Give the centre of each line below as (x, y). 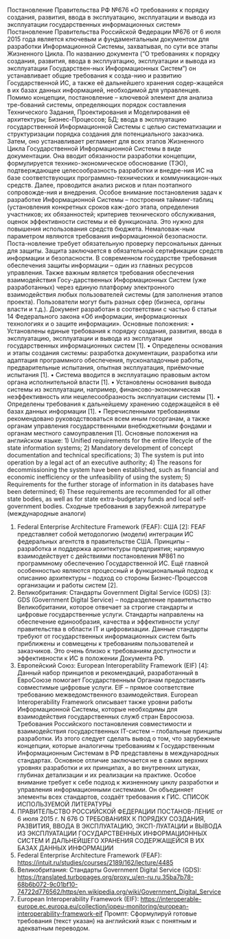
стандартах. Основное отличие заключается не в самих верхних (113, 760)
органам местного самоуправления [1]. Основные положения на (103, 433)
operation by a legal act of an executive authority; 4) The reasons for (104, 462)
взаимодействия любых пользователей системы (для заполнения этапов (115, 294)
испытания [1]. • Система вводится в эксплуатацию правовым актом (109, 375)
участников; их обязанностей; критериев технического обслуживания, (112, 214)
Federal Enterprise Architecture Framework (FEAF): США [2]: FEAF (111, 527)
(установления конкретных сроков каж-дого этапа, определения (103, 207)
